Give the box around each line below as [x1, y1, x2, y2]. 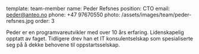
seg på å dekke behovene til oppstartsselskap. [6, 41, 121, 48]
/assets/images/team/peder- [121, 11, 192, 18]
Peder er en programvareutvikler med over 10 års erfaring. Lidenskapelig [6, 29, 184, 36]
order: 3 [34, 18, 55, 24]
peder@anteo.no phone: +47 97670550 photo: [6, 11, 121, 18]
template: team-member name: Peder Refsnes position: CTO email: [6, 5, 170, 12]
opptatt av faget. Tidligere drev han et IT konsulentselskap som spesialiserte [6, 35, 194, 42]
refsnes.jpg [6, 18, 34, 24]
